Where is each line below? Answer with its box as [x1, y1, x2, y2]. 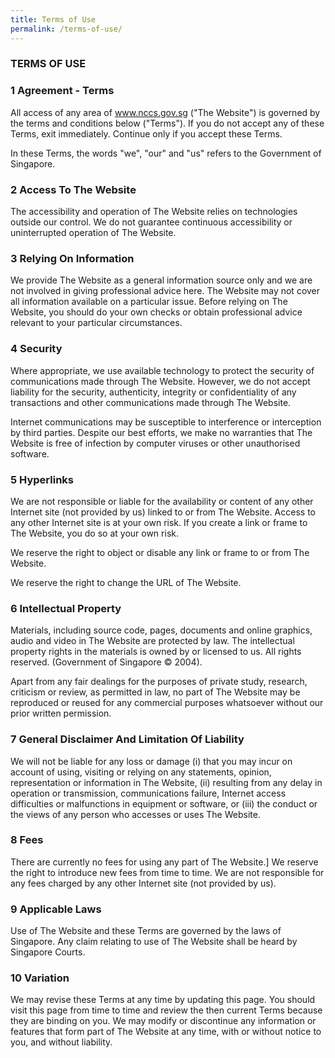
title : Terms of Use [10, 14, 97, 25]
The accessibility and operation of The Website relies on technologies [10, 206, 298, 218]
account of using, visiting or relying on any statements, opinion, [10, 766, 272, 778]
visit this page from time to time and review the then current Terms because [10, 1004, 323, 1016]
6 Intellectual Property [10, 601, 122, 615]
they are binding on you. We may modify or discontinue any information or [10, 1015, 317, 1027]
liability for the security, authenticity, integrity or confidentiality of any [10, 386, 297, 398]
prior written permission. [10, 707, 112, 720]
